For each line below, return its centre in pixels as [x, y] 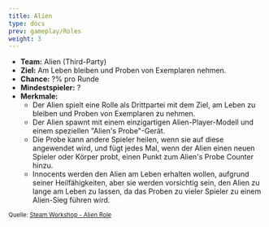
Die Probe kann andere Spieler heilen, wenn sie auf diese [128, 140]
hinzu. [43, 166]
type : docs [27, 24]
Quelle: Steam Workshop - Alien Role [60, 215]
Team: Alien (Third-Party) [63, 62]
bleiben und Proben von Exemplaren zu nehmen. [114, 114]
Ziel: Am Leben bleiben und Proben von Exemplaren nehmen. [123, 71]
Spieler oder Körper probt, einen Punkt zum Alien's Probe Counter [143, 157]
